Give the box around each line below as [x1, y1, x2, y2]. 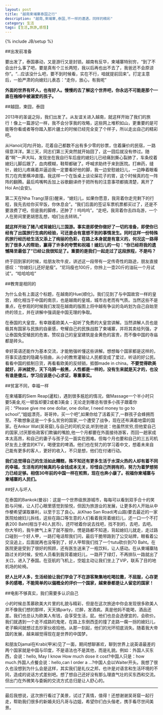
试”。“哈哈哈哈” [5, 270, 36, 277]
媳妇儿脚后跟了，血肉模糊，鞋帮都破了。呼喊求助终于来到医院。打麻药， [5, 161, 149, 166]
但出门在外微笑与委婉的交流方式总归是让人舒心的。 [5, 678, 107, 683]
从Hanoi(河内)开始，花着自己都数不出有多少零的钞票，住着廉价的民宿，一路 [5, 143, 156, 149]
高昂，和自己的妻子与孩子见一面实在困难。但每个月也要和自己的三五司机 [13, 435, 158, 442]
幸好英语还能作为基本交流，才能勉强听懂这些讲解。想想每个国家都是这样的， [5, 348, 158, 354]
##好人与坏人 [5, 486, 32, 493]
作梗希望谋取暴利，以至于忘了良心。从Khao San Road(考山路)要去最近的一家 [5, 509, 158, 515]
